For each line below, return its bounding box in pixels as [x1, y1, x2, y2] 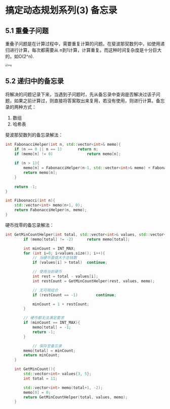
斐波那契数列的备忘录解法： [5, 132, 63, 138]
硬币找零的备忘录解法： [5, 222, 54, 228]
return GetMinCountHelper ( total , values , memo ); [23, 394, 128, 400]
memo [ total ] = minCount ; [23, 348, 76, 353]
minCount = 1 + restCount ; [32, 302, 90, 307]
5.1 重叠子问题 [5, 26, 49, 35]
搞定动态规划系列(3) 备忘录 [5, 5, 117, 16]
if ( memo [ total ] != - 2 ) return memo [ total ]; [23, 236, 130, 242]
